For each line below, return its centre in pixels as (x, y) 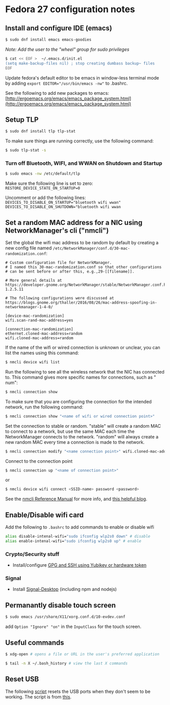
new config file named (29, 248)
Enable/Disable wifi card (45, 515)
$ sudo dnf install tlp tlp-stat (40, 131)
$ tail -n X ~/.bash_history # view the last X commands (67, 663)
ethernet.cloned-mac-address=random (44, 334)
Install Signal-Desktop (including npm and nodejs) (65, 589)
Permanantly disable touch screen (60, 605)
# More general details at (34, 281)
